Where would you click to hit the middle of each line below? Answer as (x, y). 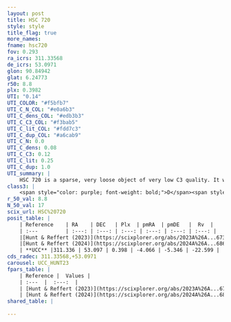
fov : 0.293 (23, 52)
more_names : (24, 39)
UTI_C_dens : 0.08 (32, 148)
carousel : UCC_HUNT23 (38, 263)
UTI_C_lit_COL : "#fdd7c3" (44, 129)
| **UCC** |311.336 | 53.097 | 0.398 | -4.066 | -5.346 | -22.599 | (120, 250)
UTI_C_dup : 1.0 (29, 167)
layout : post (26, 13)
